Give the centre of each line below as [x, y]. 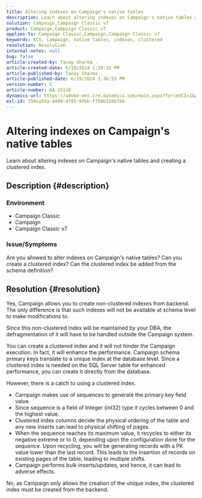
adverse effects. [35, 472]
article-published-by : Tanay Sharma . [55, 73]
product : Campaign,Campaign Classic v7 [56, 29]
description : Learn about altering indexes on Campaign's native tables [99, 17]
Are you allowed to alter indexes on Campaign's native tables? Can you [94, 257]
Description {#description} [58, 186]
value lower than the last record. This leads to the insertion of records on [105, 452]
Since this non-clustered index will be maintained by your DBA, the [89, 328]
